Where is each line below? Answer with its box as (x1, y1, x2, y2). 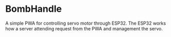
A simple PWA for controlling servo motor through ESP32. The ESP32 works (5, 20, 166, 26)
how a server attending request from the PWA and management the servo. (5, 25, 163, 31)
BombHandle (5, 3, 62, 15)
